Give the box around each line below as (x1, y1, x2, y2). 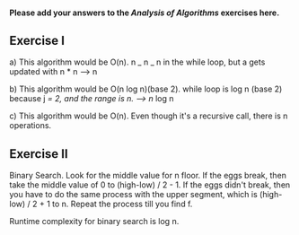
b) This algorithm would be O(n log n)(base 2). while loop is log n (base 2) (9, 83, 283, 94)
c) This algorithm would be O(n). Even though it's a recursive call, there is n (9, 110, 288, 121)
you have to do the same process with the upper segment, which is (9, 189, 258, 200)
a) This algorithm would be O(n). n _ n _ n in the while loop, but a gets (9, 57, 266, 67)
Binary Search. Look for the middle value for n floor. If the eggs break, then (9, 170, 287, 181)
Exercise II (9, 146, 69, 161)
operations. (9, 120, 52, 131)
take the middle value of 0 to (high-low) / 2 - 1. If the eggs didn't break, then (9, 179, 291, 190)
